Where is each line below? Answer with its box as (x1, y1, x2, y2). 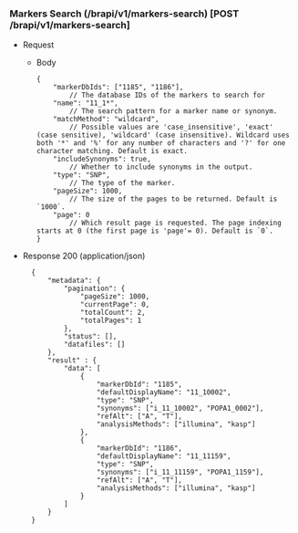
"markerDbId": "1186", (96, 444, 182, 454)
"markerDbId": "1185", (96, 380, 182, 390)
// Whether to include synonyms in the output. (68, 162, 253, 172)
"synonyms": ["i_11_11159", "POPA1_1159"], (96, 468, 264, 477)
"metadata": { (46, 277, 101, 286)
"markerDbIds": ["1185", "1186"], (53, 83, 184, 92)
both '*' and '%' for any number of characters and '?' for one (36, 139, 286, 148)
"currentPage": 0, (80, 300, 150, 309)
